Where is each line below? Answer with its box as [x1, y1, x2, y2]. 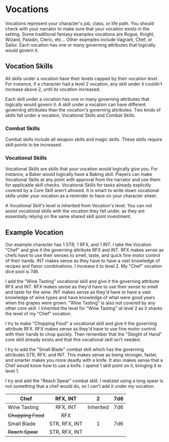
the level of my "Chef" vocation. [5, 311, 72, 317]
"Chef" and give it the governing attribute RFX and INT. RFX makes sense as [5, 247, 164, 253]
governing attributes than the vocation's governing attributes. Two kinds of [5, 106, 161, 113]
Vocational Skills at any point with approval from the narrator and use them [5, 176, 160, 183]
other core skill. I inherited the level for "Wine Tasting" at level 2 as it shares [5, 305, 162, 311]
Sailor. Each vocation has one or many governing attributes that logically [5, 42, 155, 48]
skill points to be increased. [5, 142, 63, 148]
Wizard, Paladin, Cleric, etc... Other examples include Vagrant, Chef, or [5, 36, 152, 43]
